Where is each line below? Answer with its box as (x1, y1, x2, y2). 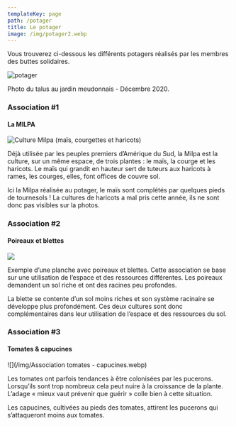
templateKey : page (7, 10, 62, 18)
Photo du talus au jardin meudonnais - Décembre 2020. (7, 84, 170, 93)
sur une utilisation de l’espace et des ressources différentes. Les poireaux (7, 273, 223, 281)
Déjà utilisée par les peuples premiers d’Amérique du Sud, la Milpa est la (7, 150, 218, 158)
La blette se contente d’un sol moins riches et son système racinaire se (7, 294, 215, 302)
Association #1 (7, 102, 60, 112)
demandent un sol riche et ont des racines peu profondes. (7, 280, 177, 289)
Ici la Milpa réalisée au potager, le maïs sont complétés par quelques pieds (7, 186, 225, 195)
